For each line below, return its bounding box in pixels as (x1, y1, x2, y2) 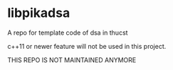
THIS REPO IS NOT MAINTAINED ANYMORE (7, 55, 137, 64)
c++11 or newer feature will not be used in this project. (7, 42, 167, 50)
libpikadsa (7, 5, 70, 21)
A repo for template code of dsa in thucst (7, 28, 128, 37)
